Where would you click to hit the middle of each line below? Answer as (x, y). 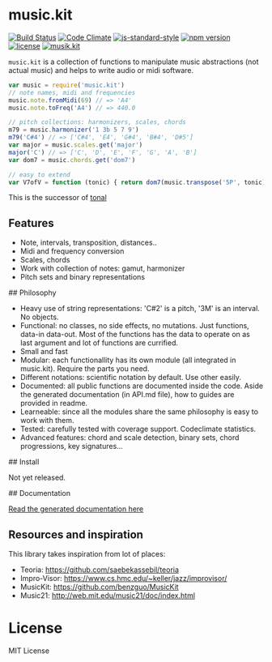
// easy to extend (39, 175)
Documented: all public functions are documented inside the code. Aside (142, 386)
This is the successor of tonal (57, 198)
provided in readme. (53, 404)
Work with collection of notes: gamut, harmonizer (102, 268)
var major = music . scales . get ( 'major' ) (76, 145)
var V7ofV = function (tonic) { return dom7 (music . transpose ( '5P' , (125, 182)
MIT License (29, 651)
